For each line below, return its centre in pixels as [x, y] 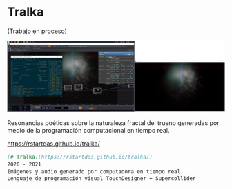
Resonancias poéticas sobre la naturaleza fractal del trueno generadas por [113, 123]
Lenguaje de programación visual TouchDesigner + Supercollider [101, 179]
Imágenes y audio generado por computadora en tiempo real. [96, 171]
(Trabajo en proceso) [37, 31]
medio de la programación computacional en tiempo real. [88, 130]
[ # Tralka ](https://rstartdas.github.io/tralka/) [80, 157]
